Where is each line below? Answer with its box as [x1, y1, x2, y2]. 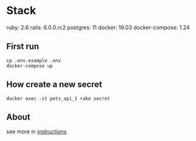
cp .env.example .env [6, 57, 61, 64]
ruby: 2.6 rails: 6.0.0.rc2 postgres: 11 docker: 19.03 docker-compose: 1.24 [6, 24, 190, 31]
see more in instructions [6, 128, 67, 136]
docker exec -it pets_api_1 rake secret [6, 95, 111, 101]
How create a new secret [6, 80, 102, 90]
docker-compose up [6, 63, 53, 69]
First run [6, 41, 40, 52]
